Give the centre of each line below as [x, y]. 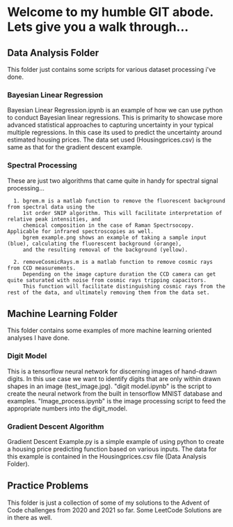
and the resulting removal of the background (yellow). [105, 250]
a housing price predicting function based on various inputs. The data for [112, 449]
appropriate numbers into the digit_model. [67, 408]
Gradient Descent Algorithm [56, 426]
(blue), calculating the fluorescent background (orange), [95, 244]
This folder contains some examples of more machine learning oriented [110, 331]
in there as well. [30, 517]
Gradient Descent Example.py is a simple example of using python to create [116, 441]
